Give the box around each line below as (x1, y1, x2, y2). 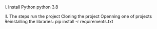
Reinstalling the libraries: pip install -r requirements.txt (4, 19, 113, 24)
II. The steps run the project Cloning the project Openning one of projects (4, 14, 152, 19)
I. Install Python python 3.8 (4, 4, 59, 10)
